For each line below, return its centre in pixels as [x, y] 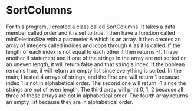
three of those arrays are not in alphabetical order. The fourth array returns [97, 96]
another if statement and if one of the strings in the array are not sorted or [96, 58]
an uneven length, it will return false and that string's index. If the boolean [96, 64]
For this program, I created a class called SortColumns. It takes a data [91, 27]
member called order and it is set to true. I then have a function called [91, 32]
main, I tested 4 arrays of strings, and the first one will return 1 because [93, 77]
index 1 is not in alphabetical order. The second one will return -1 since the [96, 83]
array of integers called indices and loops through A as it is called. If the [93, 45]
